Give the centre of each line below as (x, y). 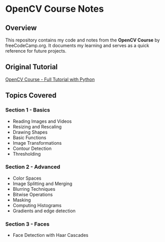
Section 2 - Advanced (33, 167)
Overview (21, 28)
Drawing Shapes (30, 132)
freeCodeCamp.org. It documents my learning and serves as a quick (77, 46)
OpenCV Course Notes (55, 9)
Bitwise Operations (33, 194)
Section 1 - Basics (28, 110)
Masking (22, 200)
